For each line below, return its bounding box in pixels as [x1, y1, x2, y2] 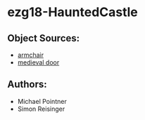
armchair [17, 51, 44, 59]
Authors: [7, 79, 47, 91]
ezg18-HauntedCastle [7, 4, 139, 20]
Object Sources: [7, 32, 80, 44]
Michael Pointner [17, 97, 67, 105]
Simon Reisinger [17, 105, 65, 113]
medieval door [17, 58, 60, 67]
